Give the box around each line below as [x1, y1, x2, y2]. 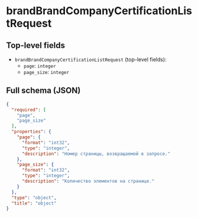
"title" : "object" [11, 200, 57, 206]
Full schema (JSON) [6, 86, 81, 96]
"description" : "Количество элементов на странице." [21, 179, 155, 184]
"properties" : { [11, 129, 51, 135]
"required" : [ [11, 106, 46, 113]
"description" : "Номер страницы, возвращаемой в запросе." [21, 151, 170, 157]
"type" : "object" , [11, 195, 57, 200]
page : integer [23, 62, 56, 69]
